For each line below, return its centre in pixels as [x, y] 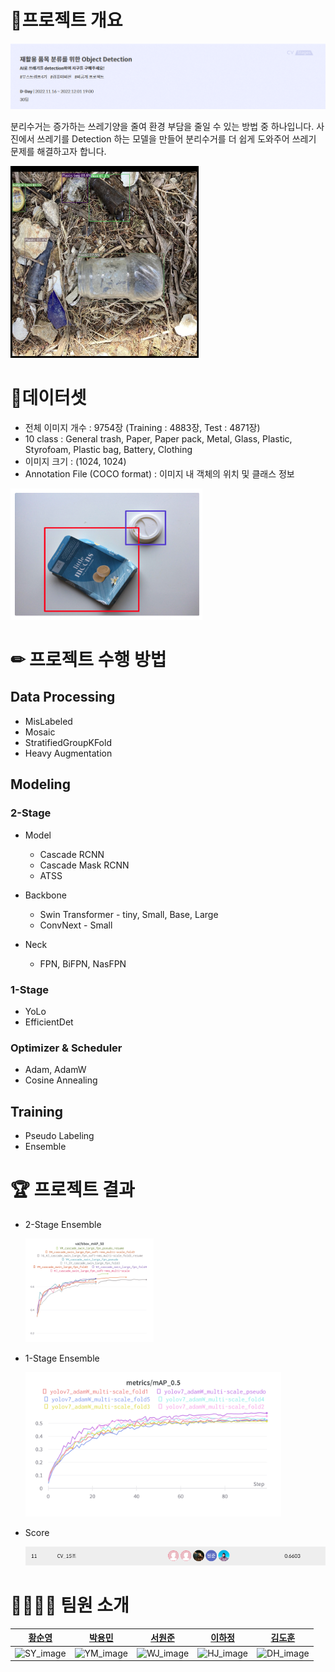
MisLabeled [48, 721]
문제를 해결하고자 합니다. [58, 151]
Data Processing [63, 697]
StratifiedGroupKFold [68, 742]
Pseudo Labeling [59, 1135]
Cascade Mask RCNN [84, 865]
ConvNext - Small [76, 925]
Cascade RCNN [72, 854]
